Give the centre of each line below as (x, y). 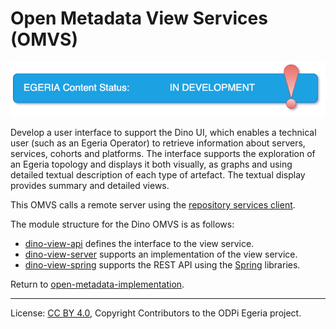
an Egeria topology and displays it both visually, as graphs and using (151, 164)
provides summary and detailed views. (90, 186)
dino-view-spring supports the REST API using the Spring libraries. (162, 265)
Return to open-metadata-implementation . (97, 284)
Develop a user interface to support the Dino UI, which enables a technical (163, 133)
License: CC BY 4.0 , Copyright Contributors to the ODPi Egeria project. (156, 313)
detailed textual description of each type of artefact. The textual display (158, 175)
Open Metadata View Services (139, 18)
